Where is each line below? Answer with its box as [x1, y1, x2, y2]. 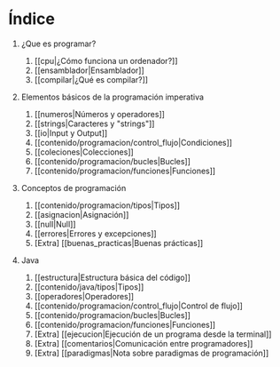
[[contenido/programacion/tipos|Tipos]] [34, 200, 181, 211]
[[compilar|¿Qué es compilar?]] [34, 74, 148, 84]
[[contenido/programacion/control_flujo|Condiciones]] [34, 137, 232, 148]
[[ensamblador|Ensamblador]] [34, 65, 145, 76]
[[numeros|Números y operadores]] [34, 108, 166, 119]
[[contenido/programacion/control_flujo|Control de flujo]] [34, 300, 243, 311]
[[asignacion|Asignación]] [34, 209, 129, 219]
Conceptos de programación [20, 182, 127, 193]
